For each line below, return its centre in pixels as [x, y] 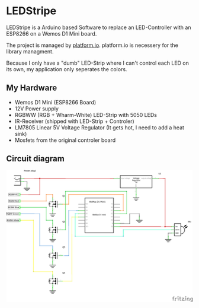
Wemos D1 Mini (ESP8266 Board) [55, 102]
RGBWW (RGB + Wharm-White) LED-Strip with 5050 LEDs [86, 115]
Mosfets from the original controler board [65, 140]
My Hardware [32, 88]
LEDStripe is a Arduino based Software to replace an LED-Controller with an [99, 27]
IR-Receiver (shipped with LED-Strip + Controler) [74, 121]
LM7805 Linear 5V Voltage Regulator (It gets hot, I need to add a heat [99, 127]
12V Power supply [37, 109]
